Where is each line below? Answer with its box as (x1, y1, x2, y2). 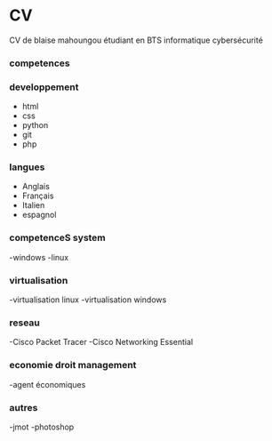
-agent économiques (9, 379, 86, 389)
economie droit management (9, 359, 137, 372)
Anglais (21, 181, 51, 192)
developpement (9, 81, 79, 93)
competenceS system (9, 232, 107, 245)
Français (21, 190, 54, 201)
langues (9, 161, 45, 173)
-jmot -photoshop (9, 421, 75, 432)
